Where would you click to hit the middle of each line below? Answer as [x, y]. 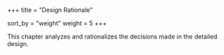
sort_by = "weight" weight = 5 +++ [57, 23]
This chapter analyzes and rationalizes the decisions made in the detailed [112, 36]
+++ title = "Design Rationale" [50, 10]
